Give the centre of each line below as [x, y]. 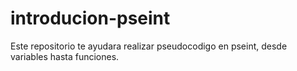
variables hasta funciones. [65, 56]
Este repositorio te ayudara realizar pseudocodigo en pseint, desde [149, 46]
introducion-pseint [90, 18]
